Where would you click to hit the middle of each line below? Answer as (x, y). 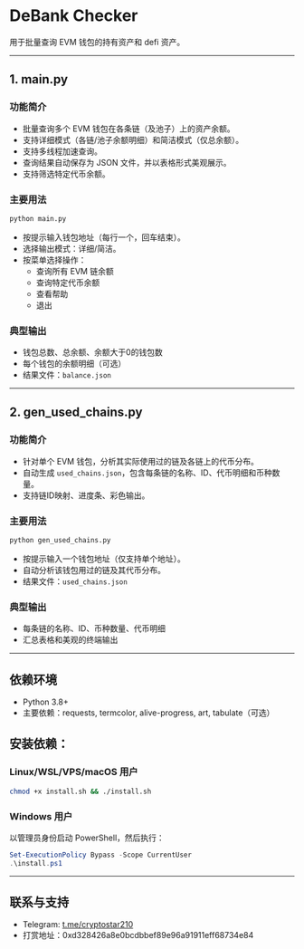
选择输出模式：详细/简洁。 (71, 248)
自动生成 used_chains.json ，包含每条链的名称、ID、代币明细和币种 (147, 473)
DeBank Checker (74, 16)
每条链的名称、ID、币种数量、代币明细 (94, 628)
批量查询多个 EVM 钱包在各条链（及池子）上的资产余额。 (128, 129)
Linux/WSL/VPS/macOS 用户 (74, 772)
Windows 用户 (41, 816)
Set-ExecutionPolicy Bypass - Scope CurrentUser (101, 855)
